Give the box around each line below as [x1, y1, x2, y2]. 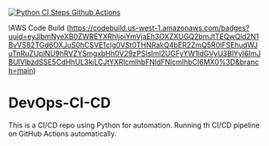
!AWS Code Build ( [8, 23, 70, 32]
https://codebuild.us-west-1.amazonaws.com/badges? [68, 23, 251, 32]
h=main [8, 66, 34, 75]
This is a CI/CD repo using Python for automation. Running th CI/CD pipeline [8, 120, 260, 130]
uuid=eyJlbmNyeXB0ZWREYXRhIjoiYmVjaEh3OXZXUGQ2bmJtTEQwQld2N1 [8, 32, 259, 41]
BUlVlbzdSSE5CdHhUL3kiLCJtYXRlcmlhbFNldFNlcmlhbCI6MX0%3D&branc [8, 57, 259, 67]
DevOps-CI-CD [8, 94, 111, 112]
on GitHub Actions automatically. [8, 128, 117, 138]
